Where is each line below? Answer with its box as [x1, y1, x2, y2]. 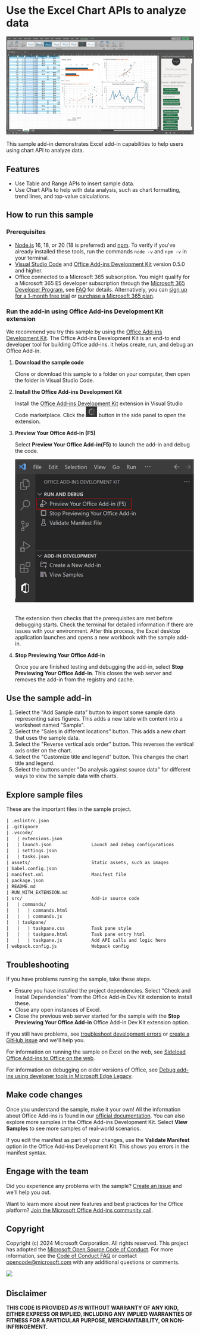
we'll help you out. [6, 1189, 51, 1196]
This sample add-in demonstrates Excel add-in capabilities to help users [6, 140, 184, 148]
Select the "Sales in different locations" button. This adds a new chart [14, 728, 186, 735]
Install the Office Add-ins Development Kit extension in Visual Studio [14, 400, 183, 407]
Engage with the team [6, 1166, 89, 1177]
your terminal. [14, 254, 49, 261]
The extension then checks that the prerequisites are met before [14, 614, 173, 621]
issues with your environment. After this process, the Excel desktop [14, 627, 180, 634]
